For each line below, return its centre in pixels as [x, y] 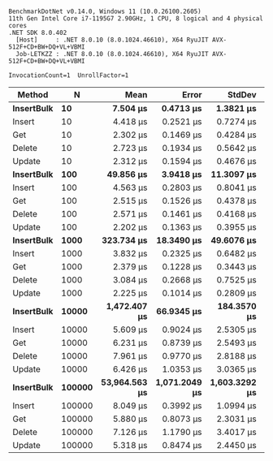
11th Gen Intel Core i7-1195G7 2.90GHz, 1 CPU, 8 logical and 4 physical [136, 19]
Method [33, 95]
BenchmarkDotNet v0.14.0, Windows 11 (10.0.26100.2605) [105, 11]
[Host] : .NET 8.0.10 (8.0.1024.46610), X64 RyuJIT [112, 40]
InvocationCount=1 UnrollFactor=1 [69, 75]
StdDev [242, 95]
